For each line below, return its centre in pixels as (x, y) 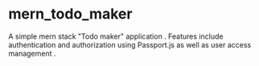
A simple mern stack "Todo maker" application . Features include (116, 36)
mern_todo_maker (70, 14)
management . (32, 53)
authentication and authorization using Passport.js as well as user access (130, 44)
